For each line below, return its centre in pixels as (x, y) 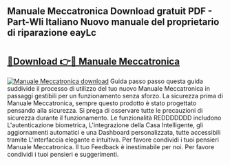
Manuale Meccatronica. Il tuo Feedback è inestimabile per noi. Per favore (111, 147)
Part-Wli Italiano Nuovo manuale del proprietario (113, 22)
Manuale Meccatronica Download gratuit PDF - (110, 11)
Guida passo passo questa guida (156, 81)
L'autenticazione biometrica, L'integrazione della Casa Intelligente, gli (105, 125)
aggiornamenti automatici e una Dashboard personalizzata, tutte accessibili (114, 132)
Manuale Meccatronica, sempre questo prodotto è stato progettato (102, 103)
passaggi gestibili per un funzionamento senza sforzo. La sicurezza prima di (115, 96)
